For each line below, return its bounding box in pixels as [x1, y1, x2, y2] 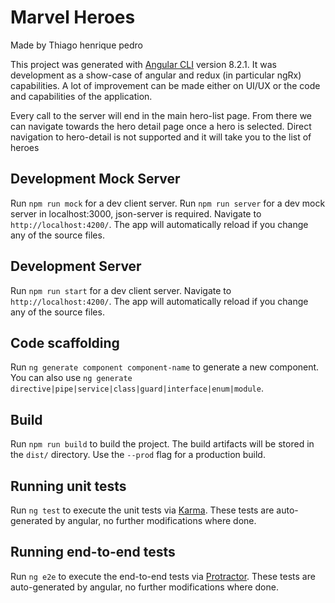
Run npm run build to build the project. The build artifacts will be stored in [10, 438, 315, 450]
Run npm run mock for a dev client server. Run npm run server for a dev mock [10, 197, 326, 209]
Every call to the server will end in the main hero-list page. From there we [10, 109, 313, 121]
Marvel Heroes [10, 6, 136, 29]
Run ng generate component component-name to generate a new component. [10, 361, 320, 373]
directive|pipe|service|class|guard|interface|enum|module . [10, 382, 264, 395]
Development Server [10, 258, 142, 275]
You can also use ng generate [10, 372, 133, 384]
